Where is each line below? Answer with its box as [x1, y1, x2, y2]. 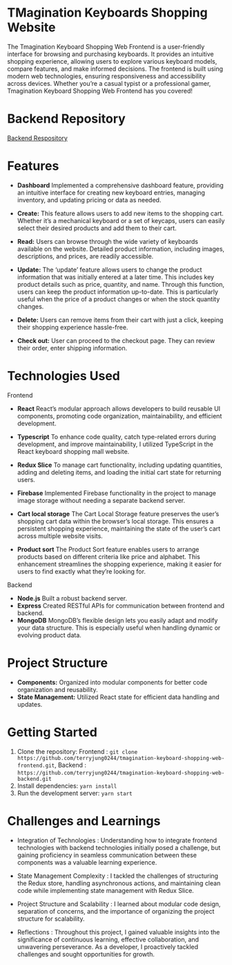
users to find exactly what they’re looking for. [17, 567, 146, 576]
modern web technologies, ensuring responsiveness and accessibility [7, 71, 206, 80]
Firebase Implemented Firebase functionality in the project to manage [17, 488, 216, 497]
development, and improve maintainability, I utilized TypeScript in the [17, 440, 214, 448]
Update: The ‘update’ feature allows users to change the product [17, 265, 202, 274]
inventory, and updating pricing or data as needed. [17, 195, 162, 204]
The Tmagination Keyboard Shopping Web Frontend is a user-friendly [7, 42, 205, 51]
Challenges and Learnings [7, 813, 161, 829]
